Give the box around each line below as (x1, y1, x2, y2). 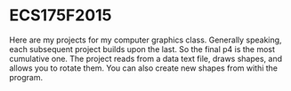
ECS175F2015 (9, 5, 112, 26)
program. (9, 72, 44, 82)
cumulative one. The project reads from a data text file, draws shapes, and (9, 53, 283, 64)
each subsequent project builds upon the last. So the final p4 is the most (9, 43, 276, 54)
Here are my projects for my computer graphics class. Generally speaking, (9, 34, 282, 45)
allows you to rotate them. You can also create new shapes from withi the (9, 63, 279, 73)
